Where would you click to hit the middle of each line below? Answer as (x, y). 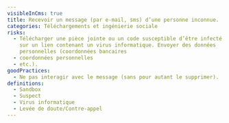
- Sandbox (27, 90)
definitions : (26, 83)
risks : (16, 32)
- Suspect (27, 96)
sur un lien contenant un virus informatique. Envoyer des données (118, 45)
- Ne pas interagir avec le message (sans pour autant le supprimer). (116, 77)
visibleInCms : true (35, 13)
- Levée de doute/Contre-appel (58, 109)
